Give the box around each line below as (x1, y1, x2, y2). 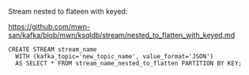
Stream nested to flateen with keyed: (8, 7, 128, 16)
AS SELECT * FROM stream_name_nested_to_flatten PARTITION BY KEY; (15, 59, 243, 67)
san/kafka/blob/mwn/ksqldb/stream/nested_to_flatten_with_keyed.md (8, 31, 236, 39)
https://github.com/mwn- (8, 22, 91, 31)
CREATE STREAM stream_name (8, 46, 97, 54)
